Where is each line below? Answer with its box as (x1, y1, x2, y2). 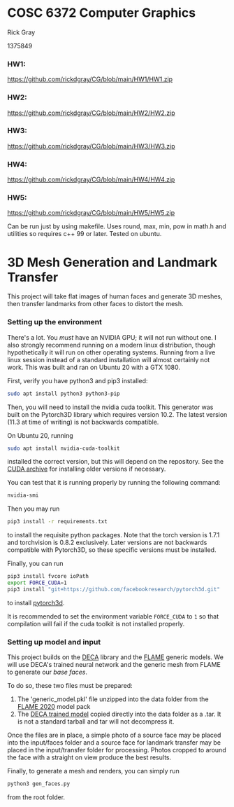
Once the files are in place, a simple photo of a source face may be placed (7, 731, 221, 740)
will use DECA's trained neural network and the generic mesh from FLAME (7, 661, 221, 669)
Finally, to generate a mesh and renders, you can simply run (7, 767, 180, 775)
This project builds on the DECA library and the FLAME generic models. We (7, 653, 224, 661)
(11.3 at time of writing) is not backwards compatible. (7, 418, 159, 426)
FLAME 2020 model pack (17, 703, 91, 711)
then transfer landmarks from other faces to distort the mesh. (7, 300, 184, 308)
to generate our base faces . (7, 668, 87, 677)
